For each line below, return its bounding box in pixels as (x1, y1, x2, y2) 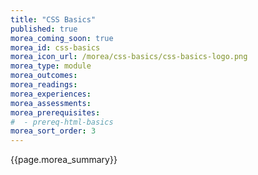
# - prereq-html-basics (10, 117, 114, 127)
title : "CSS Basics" (10, 14, 97, 25)
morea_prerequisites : (10, 107, 101, 118)
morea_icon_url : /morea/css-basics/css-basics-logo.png (10, 52, 248, 62)
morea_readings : (10, 80, 78, 90)
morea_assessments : (10, 98, 92, 108)
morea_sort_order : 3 (10, 126, 97, 136)
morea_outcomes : (10, 71, 78, 81)
